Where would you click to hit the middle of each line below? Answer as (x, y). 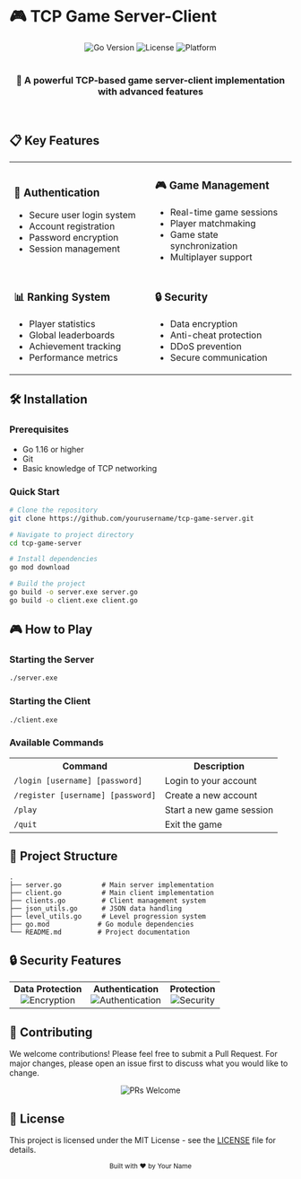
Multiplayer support (211, 257)
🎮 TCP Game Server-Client (113, 17)
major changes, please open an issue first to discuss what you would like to (149, 1063)
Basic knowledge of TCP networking (90, 468)
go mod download (39, 568)
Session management (75, 249)
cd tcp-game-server (46, 543)
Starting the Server (52, 660)
